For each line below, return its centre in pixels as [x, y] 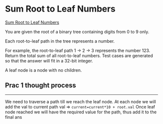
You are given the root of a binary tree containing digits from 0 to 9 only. [77, 31]
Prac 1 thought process [41, 85]
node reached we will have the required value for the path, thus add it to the [81, 112]
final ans [14, 117]
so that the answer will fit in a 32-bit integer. [49, 61]
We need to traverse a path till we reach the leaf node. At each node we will [81, 101]
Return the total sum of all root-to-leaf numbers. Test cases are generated [79, 55]
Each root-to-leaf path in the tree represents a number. [60, 41]
